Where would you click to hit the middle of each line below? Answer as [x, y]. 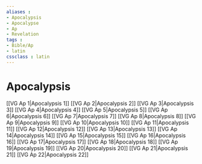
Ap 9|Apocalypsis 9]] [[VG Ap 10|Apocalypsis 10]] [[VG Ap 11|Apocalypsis [98, 122]
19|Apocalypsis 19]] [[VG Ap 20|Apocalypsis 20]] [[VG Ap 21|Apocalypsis [97, 148]
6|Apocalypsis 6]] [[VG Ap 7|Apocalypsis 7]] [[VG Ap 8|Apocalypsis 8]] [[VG [101, 116]
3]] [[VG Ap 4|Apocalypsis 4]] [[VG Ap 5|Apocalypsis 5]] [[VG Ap [87, 110]
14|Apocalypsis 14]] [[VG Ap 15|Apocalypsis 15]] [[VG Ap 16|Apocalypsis [96, 135]
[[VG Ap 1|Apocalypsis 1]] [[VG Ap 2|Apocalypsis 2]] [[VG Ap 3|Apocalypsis [100, 103]
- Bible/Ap [20, 46]
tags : [14, 40]
